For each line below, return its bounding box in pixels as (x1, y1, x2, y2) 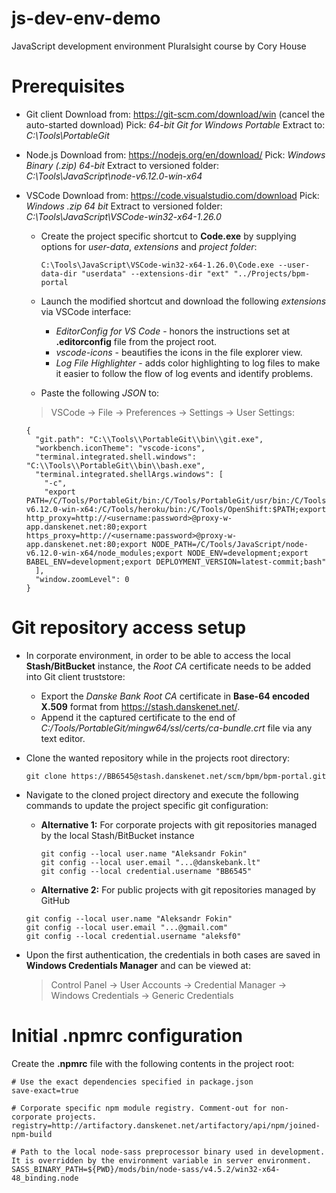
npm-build (11, 1129, 53, 1139)
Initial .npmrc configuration (11, 1025, 243, 1047)
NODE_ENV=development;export (187, 548, 309, 558)
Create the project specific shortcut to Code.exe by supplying (40, 230, 297, 242)
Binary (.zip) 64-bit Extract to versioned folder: (25, 159, 220, 171)
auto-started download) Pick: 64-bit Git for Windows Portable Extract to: (25, 118, 326, 131)
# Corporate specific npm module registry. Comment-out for (11, 1103, 268, 1113)
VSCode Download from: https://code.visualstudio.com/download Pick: (25, 189, 320, 201)
